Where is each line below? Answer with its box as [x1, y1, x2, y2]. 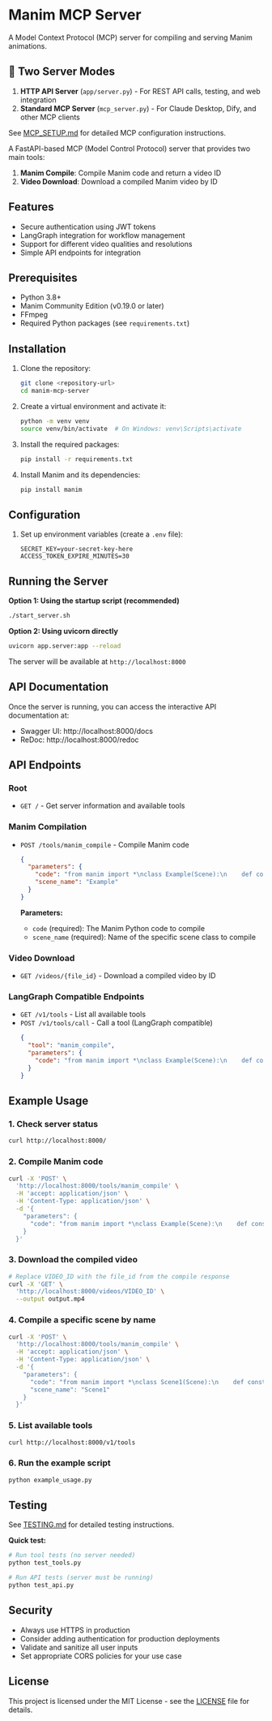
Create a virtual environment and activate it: [19, 401, 167, 411]
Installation [8, 342, 66, 356]
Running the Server [8, 574, 108, 588]
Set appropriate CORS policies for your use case [19, 1650, 182, 1661]
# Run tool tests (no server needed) [8, 1551, 136, 1559]
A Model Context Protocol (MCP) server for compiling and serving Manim [8, 32, 253, 42]
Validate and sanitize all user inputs [19, 1642, 138, 1652]
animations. [8, 41, 47, 50]
